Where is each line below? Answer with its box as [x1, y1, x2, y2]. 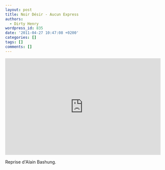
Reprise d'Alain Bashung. [5, 159, 56, 165]
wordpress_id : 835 [5, 26, 43, 31]
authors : [5, 16, 23, 21]
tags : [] [5, 40, 23, 45]
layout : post [5, 7, 32, 12]
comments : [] [5, 44, 32, 49]
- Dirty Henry [9, 21, 39, 26]
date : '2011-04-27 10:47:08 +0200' [5, 30, 79, 35]
